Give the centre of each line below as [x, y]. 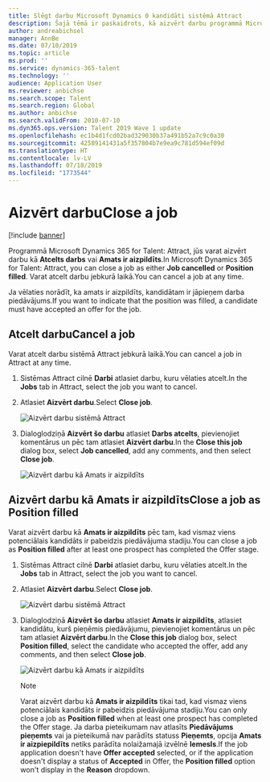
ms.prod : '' [28, 61]
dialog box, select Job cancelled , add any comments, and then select [135, 450]
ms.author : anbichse [43, 114]
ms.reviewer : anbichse [46, 91]
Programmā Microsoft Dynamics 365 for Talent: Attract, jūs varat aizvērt [127, 250]
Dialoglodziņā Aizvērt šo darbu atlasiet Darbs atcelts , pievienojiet [129, 433]
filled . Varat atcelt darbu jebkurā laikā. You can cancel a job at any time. [126, 276]
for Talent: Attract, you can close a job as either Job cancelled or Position [131, 267]
